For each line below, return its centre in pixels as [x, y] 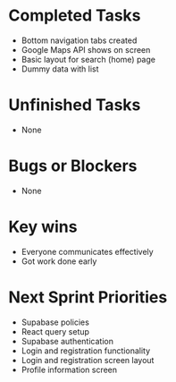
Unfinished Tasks [75, 105]
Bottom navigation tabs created [79, 40]
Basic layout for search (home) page [88, 59]
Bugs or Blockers [73, 166]
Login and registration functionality [86, 351]
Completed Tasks [75, 16]
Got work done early [59, 261]
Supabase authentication [67, 341]
